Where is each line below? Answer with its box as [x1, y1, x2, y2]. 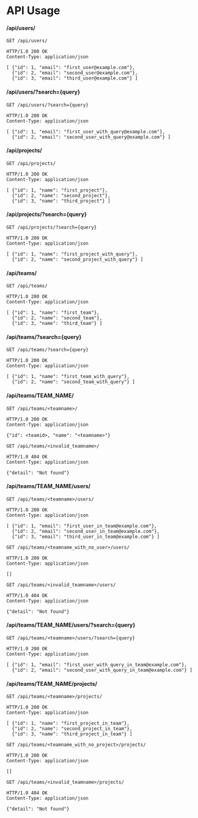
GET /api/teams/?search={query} [6, 347, 89, 353]
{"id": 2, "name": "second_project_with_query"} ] [12, 256, 144, 262]
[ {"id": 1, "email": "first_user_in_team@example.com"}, [6, 522, 157, 529]
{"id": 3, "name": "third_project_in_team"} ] [12, 731, 133, 737]
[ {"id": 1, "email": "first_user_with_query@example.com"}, [6, 128, 166, 135]
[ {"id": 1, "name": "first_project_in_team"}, [6, 720, 130, 727]
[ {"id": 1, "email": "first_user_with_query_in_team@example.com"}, [6, 662, 188, 668]
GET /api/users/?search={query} [6, 102, 89, 108]
